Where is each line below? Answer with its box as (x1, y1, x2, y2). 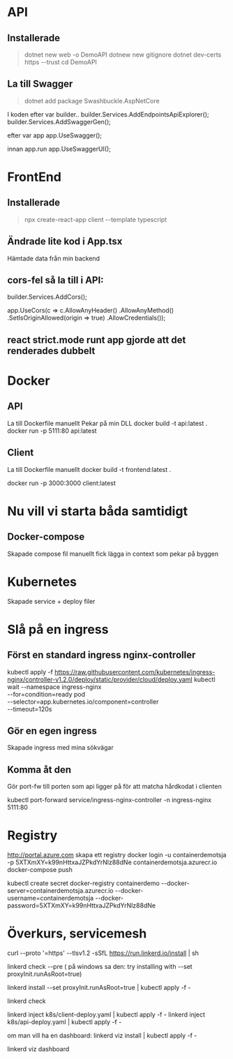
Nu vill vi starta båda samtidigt (7, 503, 188, 519)
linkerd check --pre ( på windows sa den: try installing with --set (7, 963, 193, 971)
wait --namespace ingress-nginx (7, 682, 102, 691)
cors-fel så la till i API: (7, 274, 104, 286)
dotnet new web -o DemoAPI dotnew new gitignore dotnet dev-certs (24, 50, 222, 59)
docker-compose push (7, 866, 73, 874)
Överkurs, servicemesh (7, 926, 147, 942)
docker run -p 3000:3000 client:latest (7, 479, 116, 487)
